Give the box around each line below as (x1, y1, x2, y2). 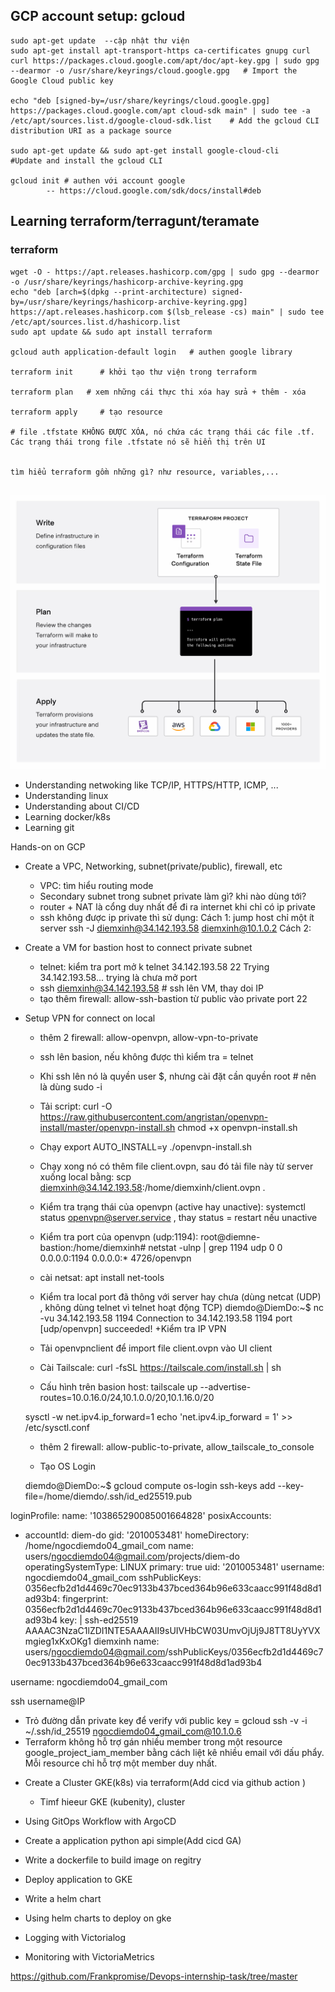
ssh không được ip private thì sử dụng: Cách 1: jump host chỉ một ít (39, 911, 315, 923)
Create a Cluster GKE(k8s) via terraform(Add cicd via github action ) (24, 1776, 306, 1788)
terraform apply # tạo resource (10, 407, 163, 417)
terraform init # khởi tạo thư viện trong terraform (10, 367, 257, 377)
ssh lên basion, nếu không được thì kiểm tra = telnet (39, 1050, 254, 1063)
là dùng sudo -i (39, 1080, 103, 1093)
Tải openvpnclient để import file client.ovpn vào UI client (39, 1342, 273, 1354)
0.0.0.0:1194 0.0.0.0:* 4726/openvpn (39, 1252, 192, 1264)
